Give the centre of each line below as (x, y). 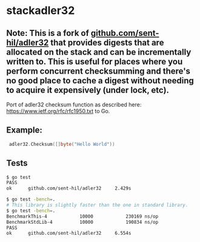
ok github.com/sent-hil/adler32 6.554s (69, 233)
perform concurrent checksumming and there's (98, 71)
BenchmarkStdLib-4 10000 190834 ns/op (82, 222)
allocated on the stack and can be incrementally (99, 52)
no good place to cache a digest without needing (100, 81)
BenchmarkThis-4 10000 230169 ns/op (82, 216)
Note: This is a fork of (48, 33)
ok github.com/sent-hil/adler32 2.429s (69, 188)
